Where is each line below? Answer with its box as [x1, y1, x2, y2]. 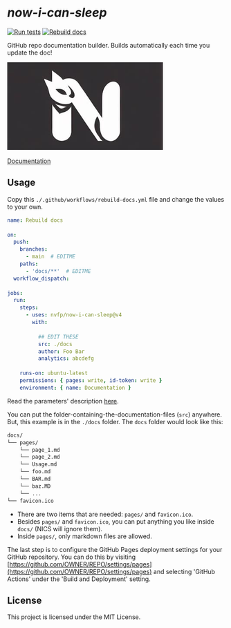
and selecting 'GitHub [153, 567, 216, 575]
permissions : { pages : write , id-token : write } [19, 377, 163, 384]
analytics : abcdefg [37, 355, 95, 362]
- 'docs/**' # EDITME [25, 267, 91, 274]
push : [13, 238, 30, 246]
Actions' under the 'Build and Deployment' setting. [7, 575, 151, 583]
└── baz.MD [19, 482, 51, 490]
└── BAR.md [19, 475, 51, 482]
